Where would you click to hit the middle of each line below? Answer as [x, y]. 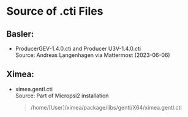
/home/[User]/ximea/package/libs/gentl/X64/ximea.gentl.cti [106, 107]
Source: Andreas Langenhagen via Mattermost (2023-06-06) [92, 55]
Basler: [20, 34]
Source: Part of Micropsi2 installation [62, 96]
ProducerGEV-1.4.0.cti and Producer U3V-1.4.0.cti [78, 48]
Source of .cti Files [55, 11]
